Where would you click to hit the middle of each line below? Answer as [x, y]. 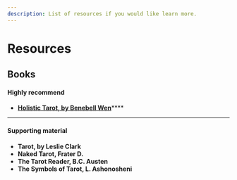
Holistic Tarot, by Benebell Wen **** [71, 108]
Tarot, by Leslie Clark [49, 146]
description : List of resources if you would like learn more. [102, 14]
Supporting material [37, 130]
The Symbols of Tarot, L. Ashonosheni [75, 169]
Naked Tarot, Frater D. [50, 154]
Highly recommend [36, 92]
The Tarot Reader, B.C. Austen [62, 161]
